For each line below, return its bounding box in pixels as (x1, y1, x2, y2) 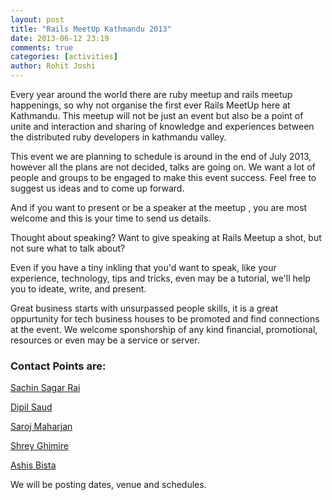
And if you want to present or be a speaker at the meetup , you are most (10, 202, 308, 213)
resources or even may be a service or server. (10, 334, 200, 346)
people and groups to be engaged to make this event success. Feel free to (10, 172, 317, 183)
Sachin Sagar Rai (10, 382, 81, 394)
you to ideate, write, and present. (10, 283, 147, 295)
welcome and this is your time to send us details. (10, 212, 212, 224)
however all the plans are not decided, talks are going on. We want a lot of (10, 161, 316, 173)
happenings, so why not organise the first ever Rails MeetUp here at (10, 99, 291, 111)
